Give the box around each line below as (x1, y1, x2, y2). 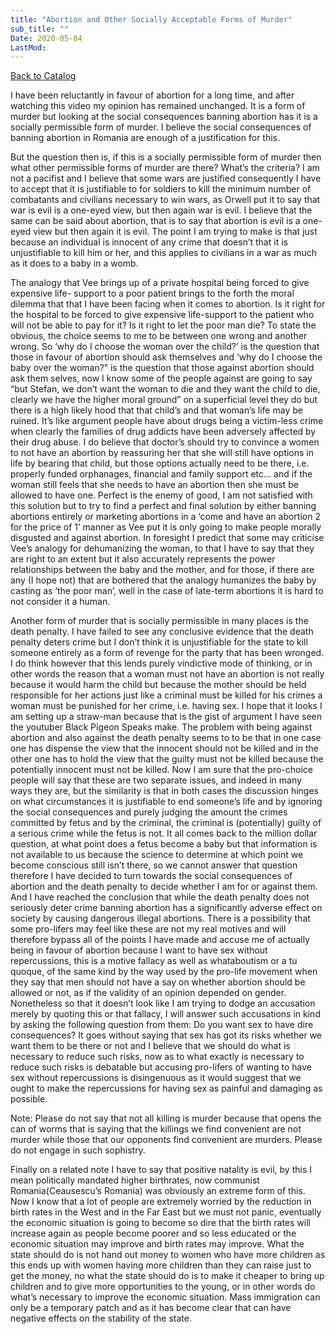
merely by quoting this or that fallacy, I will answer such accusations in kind (10, 1008, 321, 1020)
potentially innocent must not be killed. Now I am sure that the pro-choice (10, 764, 313, 776)
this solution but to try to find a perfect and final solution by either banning (10, 500, 317, 512)
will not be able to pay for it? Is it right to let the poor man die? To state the (10, 319, 317, 331)
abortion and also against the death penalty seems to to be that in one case (10, 732, 322, 744)
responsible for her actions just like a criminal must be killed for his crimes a (10, 689, 323, 701)
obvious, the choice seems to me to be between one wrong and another (10, 330, 308, 342)
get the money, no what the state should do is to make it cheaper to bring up (10, 1270, 325, 1282)
